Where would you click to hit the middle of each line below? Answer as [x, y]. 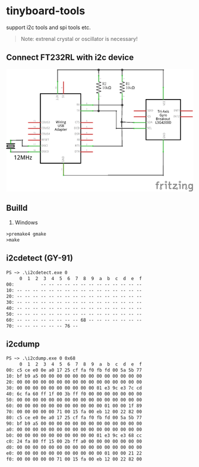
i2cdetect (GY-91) [40, 258]
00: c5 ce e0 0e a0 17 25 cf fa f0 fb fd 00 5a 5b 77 [74, 370]
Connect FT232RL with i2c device [70, 58]
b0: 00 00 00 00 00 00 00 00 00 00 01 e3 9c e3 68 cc [74, 436]
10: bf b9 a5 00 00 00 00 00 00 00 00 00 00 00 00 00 [74, 376]
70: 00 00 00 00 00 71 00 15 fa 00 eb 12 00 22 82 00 [74, 412]
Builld [17, 208]
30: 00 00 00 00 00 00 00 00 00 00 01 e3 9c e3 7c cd [74, 388]
